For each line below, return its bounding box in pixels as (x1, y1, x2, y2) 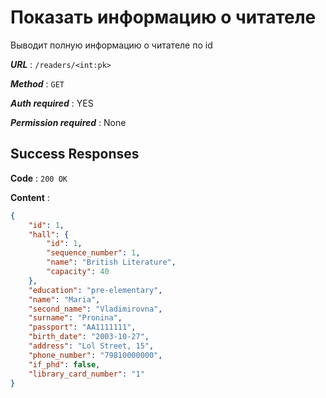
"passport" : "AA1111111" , (28, 322, 137, 333)
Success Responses (10, 146, 140, 163)
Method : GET (10, 77, 65, 90)
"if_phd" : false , (28, 359, 101, 370)
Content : (10, 191, 50, 203)
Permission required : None (10, 116, 127, 128)
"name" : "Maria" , (28, 294, 101, 305)
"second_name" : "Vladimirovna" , (28, 304, 163, 314)
